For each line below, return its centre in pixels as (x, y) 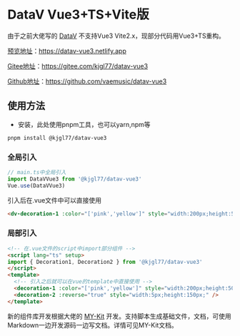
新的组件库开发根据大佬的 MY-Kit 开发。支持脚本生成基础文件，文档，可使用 (119, 316)
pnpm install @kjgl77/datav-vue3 (57, 138)
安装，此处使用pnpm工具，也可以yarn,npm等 (84, 124)
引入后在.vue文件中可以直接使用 (55, 200)
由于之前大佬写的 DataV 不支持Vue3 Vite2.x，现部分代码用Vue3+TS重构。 (116, 36)
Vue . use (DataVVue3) (36, 185)
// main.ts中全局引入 (37, 173)
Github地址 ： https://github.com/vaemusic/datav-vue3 (87, 81)
